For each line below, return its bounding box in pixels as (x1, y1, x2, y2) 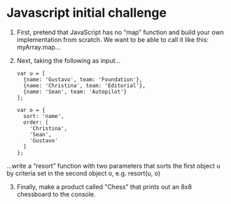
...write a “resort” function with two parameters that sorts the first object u (6, 161, 220, 170)
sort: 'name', (23, 112, 64, 119)
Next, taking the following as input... (16, 56, 121, 64)
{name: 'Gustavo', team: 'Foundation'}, (23, 75, 143, 83)
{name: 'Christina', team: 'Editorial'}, (23, 82, 146, 89)
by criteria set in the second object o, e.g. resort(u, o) (6, 169, 161, 177)
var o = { (16, 106, 46, 113)
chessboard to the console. (16, 190, 96, 198)
